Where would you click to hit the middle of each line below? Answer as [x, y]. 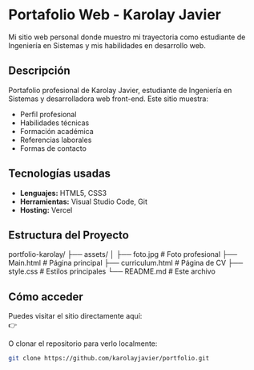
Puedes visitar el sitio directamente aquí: [75, 316]
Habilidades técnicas [54, 123]
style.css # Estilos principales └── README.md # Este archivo [112, 271]
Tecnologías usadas [59, 174]
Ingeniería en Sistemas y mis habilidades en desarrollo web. [107, 45]
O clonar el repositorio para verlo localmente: [83, 344]
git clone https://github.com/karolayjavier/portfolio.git [109, 359]
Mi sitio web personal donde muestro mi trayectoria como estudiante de [127, 37]
